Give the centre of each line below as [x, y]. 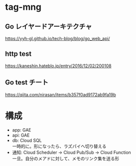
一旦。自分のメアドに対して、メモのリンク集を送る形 [66, 158]
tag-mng [23, 7]
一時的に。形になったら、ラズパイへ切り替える [59, 146]
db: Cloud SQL [27, 140]
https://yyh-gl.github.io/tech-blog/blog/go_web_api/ [57, 39]
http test [18, 54]
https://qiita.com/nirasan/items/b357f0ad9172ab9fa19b [61, 94]
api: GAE [21, 135]
